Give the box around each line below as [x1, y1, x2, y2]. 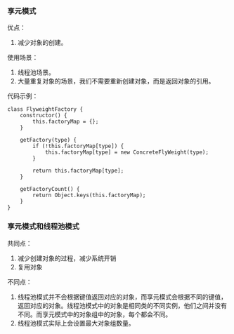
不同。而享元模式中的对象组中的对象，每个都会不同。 [17, 310, 172, 319]
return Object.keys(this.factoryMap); [32, 192, 146, 199]
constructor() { [20, 112, 68, 119]
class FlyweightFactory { [7, 106, 83, 113]
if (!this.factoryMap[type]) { [32, 142, 124, 150]
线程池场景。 [17, 68, 55, 76]
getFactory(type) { [20, 137, 77, 144]
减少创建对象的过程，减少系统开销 [17, 254, 117, 262]
